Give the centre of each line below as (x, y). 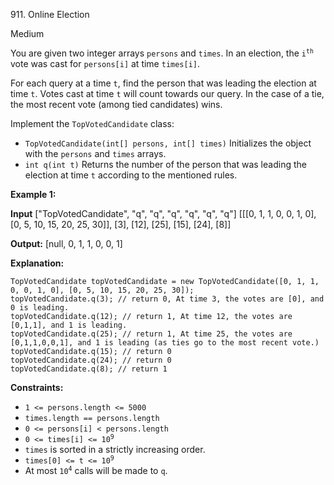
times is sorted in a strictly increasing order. (115, 449)
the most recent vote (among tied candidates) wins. (116, 104)
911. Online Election (50, 14)
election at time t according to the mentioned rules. (131, 175)
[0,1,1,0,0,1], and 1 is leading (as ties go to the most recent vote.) (165, 343)
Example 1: (33, 194)
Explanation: (37, 263)
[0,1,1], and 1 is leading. (69, 325)
